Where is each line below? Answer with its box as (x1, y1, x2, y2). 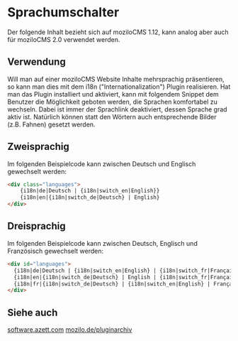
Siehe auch (7, 306, 58, 318)
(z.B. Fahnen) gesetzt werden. (7, 120, 96, 129)
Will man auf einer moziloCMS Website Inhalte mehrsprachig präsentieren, (7, 75, 225, 83)
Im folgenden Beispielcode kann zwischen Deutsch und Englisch (7, 159, 196, 168)
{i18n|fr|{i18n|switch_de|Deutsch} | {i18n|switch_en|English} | (13, 280, 211, 288)
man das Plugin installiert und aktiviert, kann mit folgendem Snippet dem (7, 90, 220, 98)
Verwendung (7, 56, 66, 68)
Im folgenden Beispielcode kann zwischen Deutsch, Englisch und (7, 239, 198, 247)
